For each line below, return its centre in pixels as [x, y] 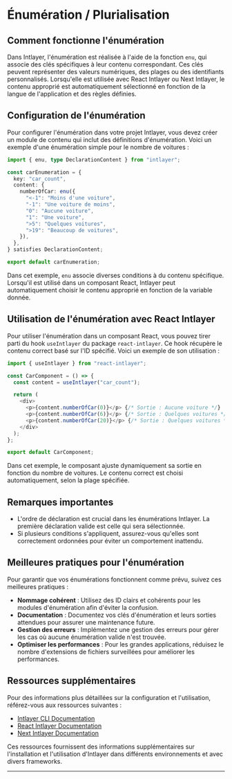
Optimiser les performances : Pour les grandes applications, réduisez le [120, 644]
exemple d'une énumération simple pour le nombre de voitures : [98, 147]
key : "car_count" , [40, 179]
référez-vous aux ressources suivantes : [65, 705]
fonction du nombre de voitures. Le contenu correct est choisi [95, 473]
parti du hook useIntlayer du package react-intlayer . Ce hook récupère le [115, 343]
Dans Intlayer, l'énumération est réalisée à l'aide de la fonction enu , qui [107, 57]
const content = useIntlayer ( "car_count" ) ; [77, 382]
